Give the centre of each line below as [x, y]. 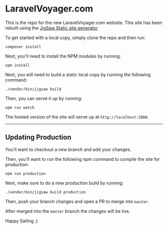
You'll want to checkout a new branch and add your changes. [68, 149]
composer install [23, 47]
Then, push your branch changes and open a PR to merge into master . [77, 201]
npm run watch [20, 107]
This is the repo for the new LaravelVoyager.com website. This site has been [84, 23]
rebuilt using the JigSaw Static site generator [51, 28]
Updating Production [38, 138]
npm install [17, 65]
